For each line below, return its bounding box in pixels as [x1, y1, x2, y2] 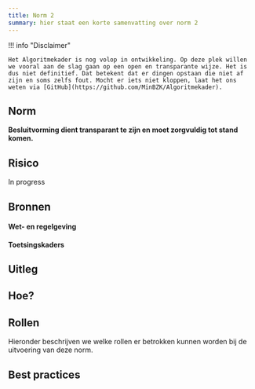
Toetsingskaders [8, 240, 65, 249]
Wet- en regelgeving [8, 222, 77, 232]
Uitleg [8, 262, 38, 276]
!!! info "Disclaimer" [8, 40, 71, 50]
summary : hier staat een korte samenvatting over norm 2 [8, 19, 199, 27]
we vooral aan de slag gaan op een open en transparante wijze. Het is [8, 62, 247, 71]
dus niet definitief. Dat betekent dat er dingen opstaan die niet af [8, 69, 244, 77]
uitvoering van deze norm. [8, 345, 93, 354]
